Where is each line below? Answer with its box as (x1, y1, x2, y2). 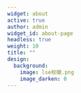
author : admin (7, 23, 49, 30)
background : (13, 62, 49, 69)
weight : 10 (7, 43, 39, 50)
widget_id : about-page (7, 29, 73, 37)
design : (7, 56, 30, 63)
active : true (7, 17, 45, 24)
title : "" (7, 50, 36, 57)
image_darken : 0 (20, 75, 68, 83)
